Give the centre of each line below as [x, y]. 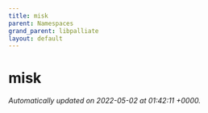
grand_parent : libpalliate [54, 31]
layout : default [35, 38]
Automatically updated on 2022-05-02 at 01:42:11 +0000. [105, 101]
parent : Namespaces [41, 23]
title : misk [28, 16]
